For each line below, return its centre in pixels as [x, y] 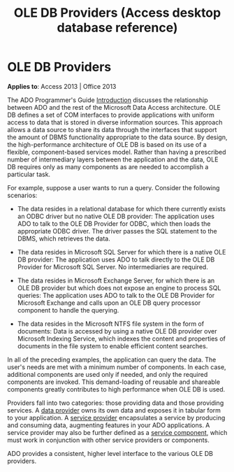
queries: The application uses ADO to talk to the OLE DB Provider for [116, 295]
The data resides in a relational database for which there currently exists [121, 208]
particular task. [29, 174]
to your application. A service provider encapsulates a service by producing [116, 417]
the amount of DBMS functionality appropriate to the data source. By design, [117, 137]
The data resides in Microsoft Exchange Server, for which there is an [116, 280]
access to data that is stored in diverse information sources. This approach [115, 122]
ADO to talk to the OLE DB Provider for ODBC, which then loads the [114, 223]
